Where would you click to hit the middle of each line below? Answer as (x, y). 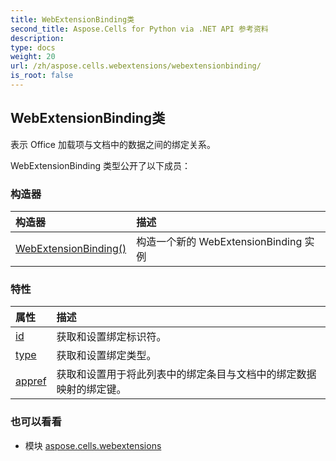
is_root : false (42, 76)
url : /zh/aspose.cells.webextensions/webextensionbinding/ (136, 66)
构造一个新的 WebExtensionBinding (219, 241)
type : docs (33, 47)
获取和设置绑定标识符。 (111, 337)
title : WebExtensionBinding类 (72, 19)
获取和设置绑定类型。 (106, 356)
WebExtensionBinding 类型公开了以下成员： (101, 165)
